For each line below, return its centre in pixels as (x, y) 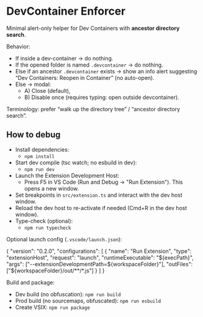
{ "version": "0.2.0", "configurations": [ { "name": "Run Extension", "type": (99, 251)
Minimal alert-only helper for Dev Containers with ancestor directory (93, 28)
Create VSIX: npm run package (52, 307)
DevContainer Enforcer (66, 11)
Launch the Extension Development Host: (67, 175)
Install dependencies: (42, 149)
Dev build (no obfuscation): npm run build (68, 294)
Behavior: (18, 46)
